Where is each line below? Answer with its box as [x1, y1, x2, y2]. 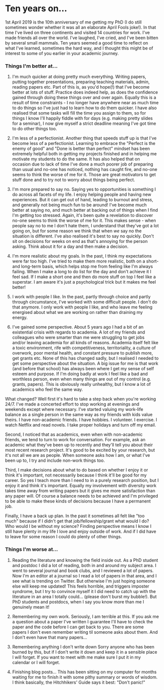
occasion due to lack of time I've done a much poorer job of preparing [12, 161, 154, 167]
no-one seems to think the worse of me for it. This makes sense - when [12, 217, 156, 223]
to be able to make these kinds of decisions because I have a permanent [5, 498, 151, 504]
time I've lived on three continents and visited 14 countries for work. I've [5, 29, 150, 35]
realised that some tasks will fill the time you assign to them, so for [12, 110, 146, 116]
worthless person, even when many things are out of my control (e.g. [12, 376, 151, 382]
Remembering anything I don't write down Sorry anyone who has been [12, 643, 155, 649]
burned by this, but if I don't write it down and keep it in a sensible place [12, 649, 158, 655]
